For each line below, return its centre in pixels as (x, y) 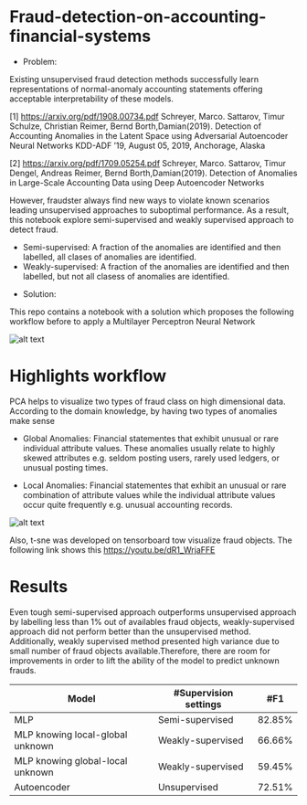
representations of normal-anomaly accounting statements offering (136, 89)
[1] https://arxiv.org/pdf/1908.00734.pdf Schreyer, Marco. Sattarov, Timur (147, 116)
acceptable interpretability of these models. (91, 99)
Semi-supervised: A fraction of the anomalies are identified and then (152, 247)
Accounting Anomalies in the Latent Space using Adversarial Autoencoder (149, 135)
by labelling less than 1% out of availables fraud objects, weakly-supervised (152, 621)
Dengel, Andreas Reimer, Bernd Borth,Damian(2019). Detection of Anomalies (153, 173)
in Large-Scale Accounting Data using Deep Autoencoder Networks (137, 182)
